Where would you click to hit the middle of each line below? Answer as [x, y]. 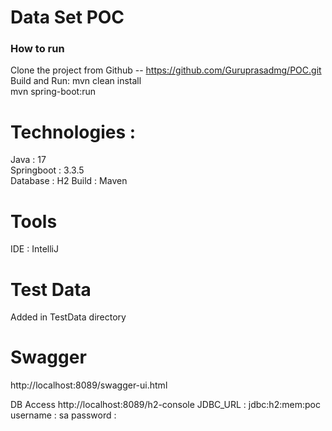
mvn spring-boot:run [53, 92]
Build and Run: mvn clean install [76, 81]
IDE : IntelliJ [34, 249]
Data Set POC [67, 17]
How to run [37, 49]
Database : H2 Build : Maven [69, 181]
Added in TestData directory [68, 317]
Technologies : [73, 132]
